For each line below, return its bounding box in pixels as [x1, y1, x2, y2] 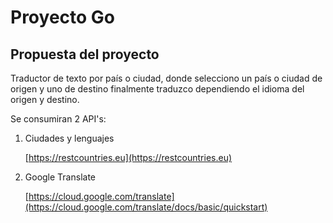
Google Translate [24, 171, 97, 183]
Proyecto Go [10, 6, 116, 29]
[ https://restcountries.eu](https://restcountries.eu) [24, 152, 233, 163]
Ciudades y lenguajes [24, 132, 115, 144]
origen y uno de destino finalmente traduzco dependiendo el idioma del [10, 83, 305, 95]
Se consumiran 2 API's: [10, 113, 107, 125]
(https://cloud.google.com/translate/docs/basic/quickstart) [24, 201, 268, 213]
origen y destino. [10, 94, 80, 105]
